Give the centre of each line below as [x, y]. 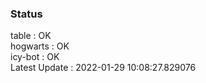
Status [26, 14]
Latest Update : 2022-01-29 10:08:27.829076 [103, 68]
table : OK [31, 36]
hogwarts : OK [40, 46]
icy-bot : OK [35, 57]
